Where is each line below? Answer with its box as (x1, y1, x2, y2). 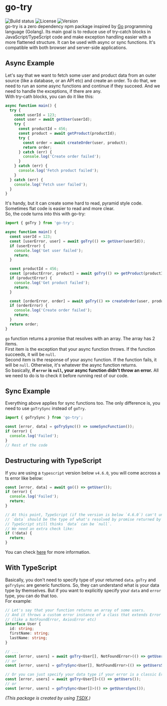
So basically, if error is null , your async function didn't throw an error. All (5, 367, 159, 373)
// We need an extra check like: (5, 526, 75, 531)
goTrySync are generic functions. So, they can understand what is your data (5, 582, 160, 588)
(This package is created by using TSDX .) (5, 695, 91, 701)
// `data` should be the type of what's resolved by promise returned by (5, 517, 162, 522)
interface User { (5, 622, 41, 627)
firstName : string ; (9, 631, 50, 636)
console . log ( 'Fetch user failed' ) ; (14, 182, 88, 187)
